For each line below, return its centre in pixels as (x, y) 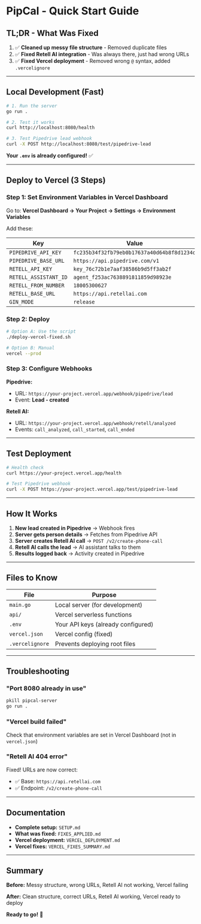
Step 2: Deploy (28, 319)
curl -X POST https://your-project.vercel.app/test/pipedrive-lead (92, 490)
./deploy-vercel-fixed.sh (38, 337)
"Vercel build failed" (36, 722)
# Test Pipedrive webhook (38, 484)
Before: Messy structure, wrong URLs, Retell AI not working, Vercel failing (97, 885)
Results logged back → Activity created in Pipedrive (80, 553)
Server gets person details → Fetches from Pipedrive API (86, 534)
